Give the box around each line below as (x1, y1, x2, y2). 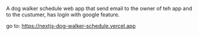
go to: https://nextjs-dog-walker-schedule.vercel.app (6, 23, 136, 29)
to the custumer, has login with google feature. (6, 11, 120, 18)
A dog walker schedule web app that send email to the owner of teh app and (6, 5, 193, 12)
